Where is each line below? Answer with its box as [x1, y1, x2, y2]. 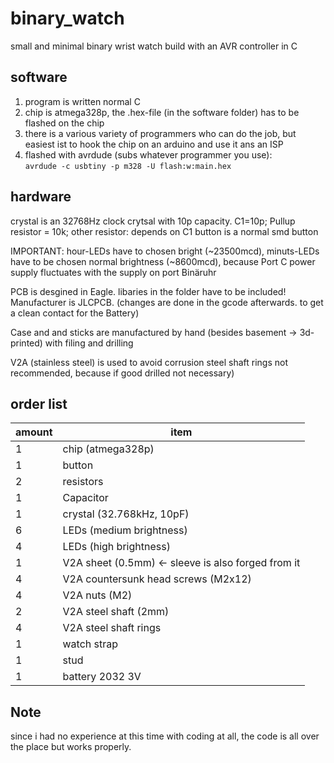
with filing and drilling [44, 337, 134, 349]
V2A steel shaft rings [62, 621, 162, 635]
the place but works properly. [10, 741, 132, 753]
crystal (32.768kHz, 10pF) [62, 507, 190, 521]
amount [15, 425, 53, 439]
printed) [10, 337, 43, 349]
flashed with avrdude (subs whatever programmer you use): [24, 148, 273, 161]
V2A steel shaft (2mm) [62, 605, 170, 619]
